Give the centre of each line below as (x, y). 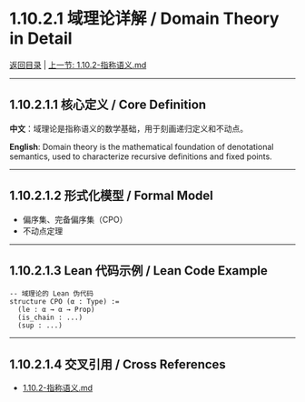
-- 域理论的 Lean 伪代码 (51, 294)
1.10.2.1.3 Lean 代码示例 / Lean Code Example (138, 271)
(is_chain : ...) (50, 318)
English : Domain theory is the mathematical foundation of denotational (142, 146)
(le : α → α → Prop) (56, 310)
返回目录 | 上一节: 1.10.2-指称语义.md (78, 65)
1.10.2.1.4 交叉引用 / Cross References (118, 364)
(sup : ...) (40, 326)
